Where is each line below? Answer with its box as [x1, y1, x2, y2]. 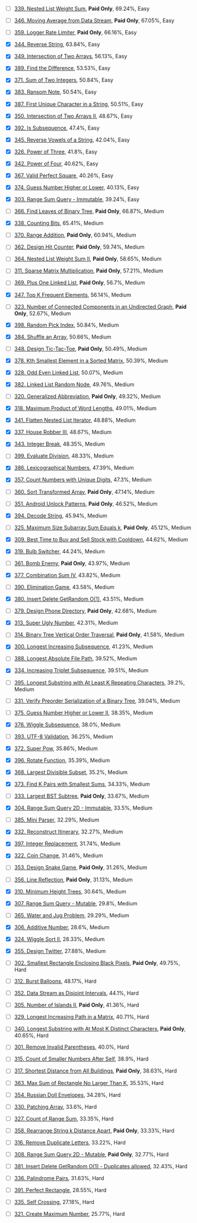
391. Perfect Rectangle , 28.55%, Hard [14, 1187, 107, 1194]
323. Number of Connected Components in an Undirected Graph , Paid [14, 303, 187, 310]
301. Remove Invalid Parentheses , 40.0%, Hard [14, 1043, 129, 1050]
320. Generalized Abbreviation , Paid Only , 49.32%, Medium [14, 393, 161, 400]
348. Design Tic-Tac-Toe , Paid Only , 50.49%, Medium [14, 345, 148, 352]
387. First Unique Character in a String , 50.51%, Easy [14, 101, 144, 108]
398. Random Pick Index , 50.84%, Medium [14, 321, 119, 328]
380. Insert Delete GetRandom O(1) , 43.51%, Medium [14, 595, 144, 603]
